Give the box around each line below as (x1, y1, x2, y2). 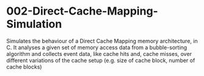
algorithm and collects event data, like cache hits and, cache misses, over (6, 50, 192, 57)
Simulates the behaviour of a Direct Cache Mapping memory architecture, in (6, 37, 198, 44)
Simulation (6, 17, 62, 31)
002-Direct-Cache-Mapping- (6, 4, 159, 18)
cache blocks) (6, 63, 42, 71)
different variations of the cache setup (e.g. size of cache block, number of (6, 57, 195, 64)
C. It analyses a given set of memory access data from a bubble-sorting (6, 44, 188, 51)
